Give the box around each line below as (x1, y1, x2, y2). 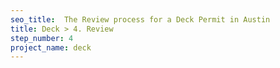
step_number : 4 (10, 33, 74, 43)
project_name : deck (10, 42, 92, 53)
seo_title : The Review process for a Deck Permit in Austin (10, 14, 271, 25)
